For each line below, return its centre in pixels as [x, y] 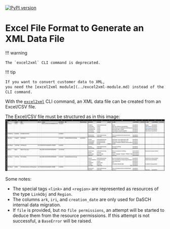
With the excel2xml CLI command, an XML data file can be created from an [83, 101]
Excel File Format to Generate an [75, 28]
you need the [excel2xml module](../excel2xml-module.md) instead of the [85, 87]
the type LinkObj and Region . [42, 194]
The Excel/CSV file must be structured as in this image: [63, 117]
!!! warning [16, 52]
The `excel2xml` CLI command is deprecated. [53, 63]
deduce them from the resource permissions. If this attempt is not [81, 216]
